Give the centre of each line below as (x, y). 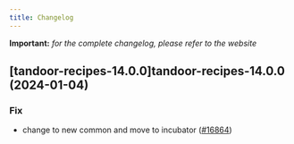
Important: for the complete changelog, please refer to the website (133, 43)
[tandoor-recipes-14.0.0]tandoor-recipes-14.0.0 (147, 71)
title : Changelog (42, 17)
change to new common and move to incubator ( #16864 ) (127, 130)
